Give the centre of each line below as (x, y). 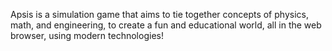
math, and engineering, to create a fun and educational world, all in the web (166, 25)
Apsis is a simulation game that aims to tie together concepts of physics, (159, 14)
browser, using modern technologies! (87, 35)
